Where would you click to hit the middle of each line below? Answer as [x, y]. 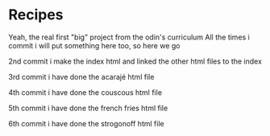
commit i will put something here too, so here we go [94, 45]
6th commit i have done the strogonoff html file [86, 123]
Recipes [36, 15]
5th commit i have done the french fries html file [88, 108]
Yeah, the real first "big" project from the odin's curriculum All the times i [129, 37]
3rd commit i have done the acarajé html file [81, 76]
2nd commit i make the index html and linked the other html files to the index [135, 61]
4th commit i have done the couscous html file [85, 92]
